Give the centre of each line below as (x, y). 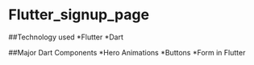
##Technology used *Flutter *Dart (66, 37)
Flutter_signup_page (79, 15)
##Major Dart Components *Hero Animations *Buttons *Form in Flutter (127, 52)
